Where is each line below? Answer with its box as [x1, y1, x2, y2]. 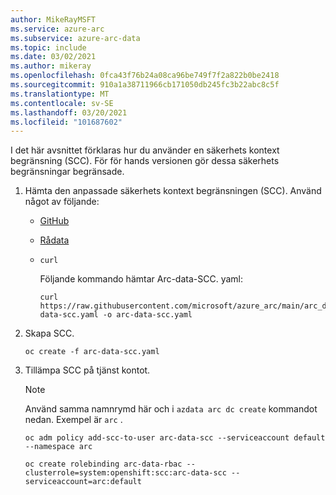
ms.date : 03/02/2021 [10, 52, 97, 62]
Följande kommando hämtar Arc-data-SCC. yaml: [39, 273, 244, 285]
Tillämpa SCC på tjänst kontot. [24, 364, 151, 376]
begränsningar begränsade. [10, 166, 125, 178]
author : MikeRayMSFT [10, 14, 97, 25]
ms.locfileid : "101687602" [10, 117, 123, 127]
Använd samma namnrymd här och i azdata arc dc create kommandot [24, 403, 318, 415]
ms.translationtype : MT [10, 89, 110, 99]
